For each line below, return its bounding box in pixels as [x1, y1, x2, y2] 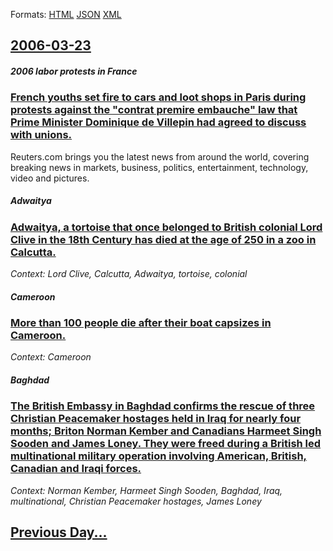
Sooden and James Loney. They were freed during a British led [10, 437, 322, 451]
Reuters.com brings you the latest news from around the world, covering [10, 150, 310, 163]
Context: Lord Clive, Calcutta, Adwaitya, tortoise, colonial [10, 268, 248, 280]
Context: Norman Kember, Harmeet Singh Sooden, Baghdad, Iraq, [10, 484, 283, 496]
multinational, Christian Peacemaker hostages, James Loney [10, 495, 262, 507]
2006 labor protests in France [10, 65, 138, 77]
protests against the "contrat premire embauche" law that [10, 103, 298, 117]
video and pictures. [10, 172, 90, 184]
